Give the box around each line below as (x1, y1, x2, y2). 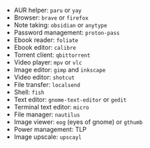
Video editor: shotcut (13, 73, 75, 81)
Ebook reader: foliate (13, 36, 79, 44)
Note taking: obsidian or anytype (13, 21, 107, 29)
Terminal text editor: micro (13, 103, 89, 111)
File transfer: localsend (13, 81, 80, 88)
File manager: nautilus (13, 110, 80, 119)
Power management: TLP (13, 126, 87, 133)
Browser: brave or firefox (13, 13, 89, 22)
